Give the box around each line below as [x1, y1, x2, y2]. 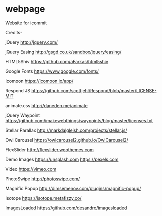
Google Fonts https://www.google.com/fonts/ [5, 68, 99, 74]
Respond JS [5, 87, 31, 93]
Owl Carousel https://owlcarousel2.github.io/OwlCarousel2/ [5, 137, 129, 143]
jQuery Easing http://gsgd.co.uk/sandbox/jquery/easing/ [5, 49, 122, 55]
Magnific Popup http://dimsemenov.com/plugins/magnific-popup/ [5, 185, 141, 191]
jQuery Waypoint [5, 112, 40, 118]
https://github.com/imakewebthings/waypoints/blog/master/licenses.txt [5, 117, 153, 123]
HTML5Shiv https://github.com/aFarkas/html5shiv [5, 58, 109, 64]
